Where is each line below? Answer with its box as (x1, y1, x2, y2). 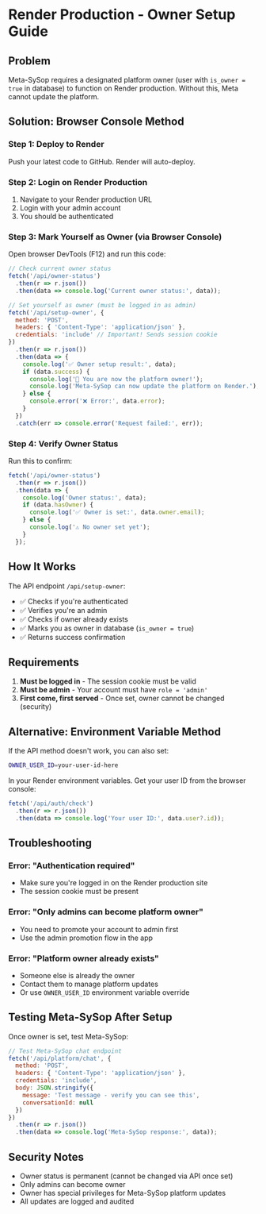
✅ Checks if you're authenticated (19, 596, 128, 606)
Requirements (8, 655, 79, 669)
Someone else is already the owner (19, 970, 135, 980)
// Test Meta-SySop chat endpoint (8, 1046, 123, 1055)
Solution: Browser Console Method (8, 115, 184, 129)
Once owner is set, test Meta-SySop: (8, 1031, 129, 1041)
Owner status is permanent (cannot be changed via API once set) (19, 1171, 234, 1181)
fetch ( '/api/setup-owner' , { (8, 308, 104, 317)
